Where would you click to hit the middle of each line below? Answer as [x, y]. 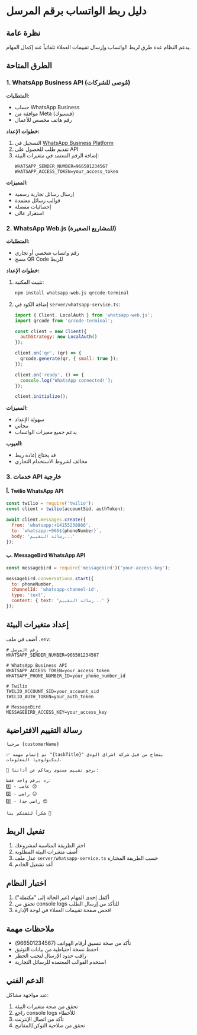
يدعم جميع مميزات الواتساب [46, 432]
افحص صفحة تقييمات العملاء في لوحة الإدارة [63, 910]
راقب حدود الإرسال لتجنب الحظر [51, 955]
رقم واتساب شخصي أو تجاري [47, 252]
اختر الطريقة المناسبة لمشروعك [50, 846]
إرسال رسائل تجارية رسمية [44, 194]
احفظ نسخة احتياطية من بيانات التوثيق [56, 949]
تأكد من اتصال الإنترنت [39, 1019]
